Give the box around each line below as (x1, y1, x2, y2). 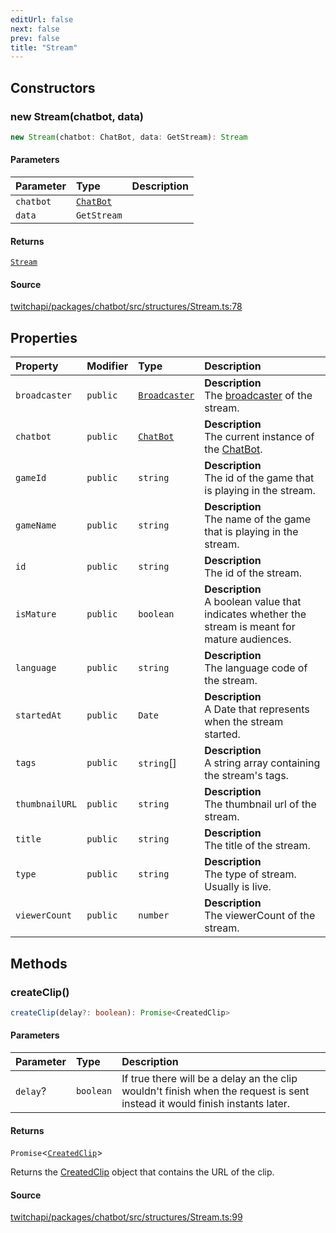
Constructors (10, 79, 96, 96)
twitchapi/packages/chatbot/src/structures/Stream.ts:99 (10, 1211, 243, 1223)
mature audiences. (204, 632, 292, 646)
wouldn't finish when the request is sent (121, 1084, 310, 1098)
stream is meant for (204, 620, 296, 634)
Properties (10, 329, 78, 346)
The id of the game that (204, 471, 315, 485)
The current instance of (204, 430, 315, 444)
